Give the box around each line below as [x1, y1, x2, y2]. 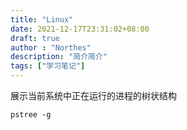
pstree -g [10, 110, 52, 120]
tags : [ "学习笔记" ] [10, 61, 86, 71]
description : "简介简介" [10, 52, 108, 62]
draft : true [10, 33, 60, 43]
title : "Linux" [10, 14, 74, 25]
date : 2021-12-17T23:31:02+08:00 [10, 24, 150, 34]
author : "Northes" [10, 42, 92, 53]
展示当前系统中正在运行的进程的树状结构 [10, 90, 177, 101]
